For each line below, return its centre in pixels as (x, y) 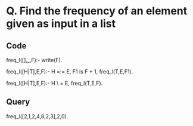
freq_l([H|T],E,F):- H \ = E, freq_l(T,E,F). (55, 83)
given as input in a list (61, 24)
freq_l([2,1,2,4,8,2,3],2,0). (37, 116)
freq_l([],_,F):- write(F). (34, 60)
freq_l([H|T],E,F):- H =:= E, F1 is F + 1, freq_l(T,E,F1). (70, 72)
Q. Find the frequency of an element (97, 11)
